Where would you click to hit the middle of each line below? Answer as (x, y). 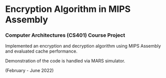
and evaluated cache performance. (41, 51)
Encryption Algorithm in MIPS (68, 9)
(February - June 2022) (29, 71)
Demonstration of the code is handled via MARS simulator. (65, 61)
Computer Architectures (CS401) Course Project (65, 35)
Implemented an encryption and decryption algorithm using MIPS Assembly (83, 46)
